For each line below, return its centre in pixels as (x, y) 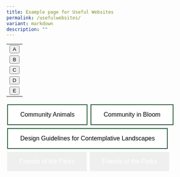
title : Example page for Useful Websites (60, 12)
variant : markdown (30, 23)
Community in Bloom (132, 115)
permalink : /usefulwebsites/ (44, 18)
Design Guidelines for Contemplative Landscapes (88, 138)
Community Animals (48, 115)
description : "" (27, 29)
